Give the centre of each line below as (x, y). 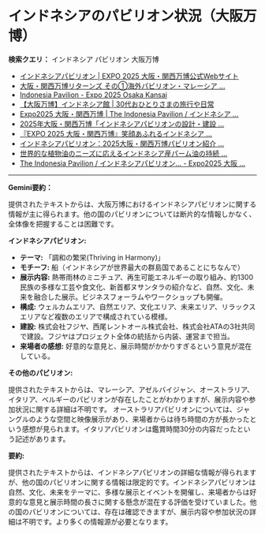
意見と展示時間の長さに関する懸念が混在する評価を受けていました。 (139, 502)
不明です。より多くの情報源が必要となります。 (97, 521)
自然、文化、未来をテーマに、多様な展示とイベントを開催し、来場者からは (129, 492)
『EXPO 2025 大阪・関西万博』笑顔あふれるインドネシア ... (116, 133)
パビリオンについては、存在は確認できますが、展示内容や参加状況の (139, 512)
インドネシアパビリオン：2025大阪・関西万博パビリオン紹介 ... (122, 144)
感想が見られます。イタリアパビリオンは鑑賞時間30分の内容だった (129, 429)
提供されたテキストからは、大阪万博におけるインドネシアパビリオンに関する (132, 204)
